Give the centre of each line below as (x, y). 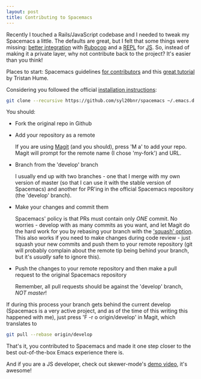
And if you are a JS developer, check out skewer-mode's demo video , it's (97, 364)
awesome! (19, 371)
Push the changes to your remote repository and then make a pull (96, 269)
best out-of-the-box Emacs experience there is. (65, 353)
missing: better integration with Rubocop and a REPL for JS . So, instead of (98, 47)
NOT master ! (31, 293)
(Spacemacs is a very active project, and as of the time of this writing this (97, 311)
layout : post (22, 12)
